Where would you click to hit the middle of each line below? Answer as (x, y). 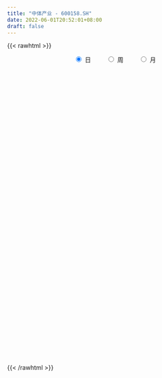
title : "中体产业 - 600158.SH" (50, 13)
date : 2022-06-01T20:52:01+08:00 (55, 20)
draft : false (26, 26)
